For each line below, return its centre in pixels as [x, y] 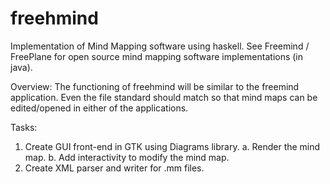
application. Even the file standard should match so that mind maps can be [164, 97]
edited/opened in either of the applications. [99, 108]
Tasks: [24, 127]
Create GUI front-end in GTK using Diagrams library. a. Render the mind [172, 146]
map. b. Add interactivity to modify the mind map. [127, 157]
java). [21, 67]
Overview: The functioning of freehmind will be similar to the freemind [155, 86]
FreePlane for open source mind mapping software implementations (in [157, 56]
